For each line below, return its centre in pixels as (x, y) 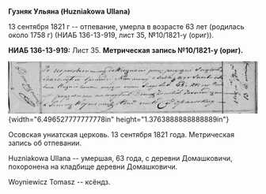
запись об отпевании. (45, 143)
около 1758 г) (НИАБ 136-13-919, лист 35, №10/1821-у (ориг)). (111, 35)
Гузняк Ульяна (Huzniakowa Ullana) (69, 11)
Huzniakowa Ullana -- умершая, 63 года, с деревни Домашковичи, (120, 159)
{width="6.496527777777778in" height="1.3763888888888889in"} (119, 119)
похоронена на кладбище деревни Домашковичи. (93, 167)
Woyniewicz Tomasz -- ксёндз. (59, 182)
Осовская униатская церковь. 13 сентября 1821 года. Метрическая (122, 135)
